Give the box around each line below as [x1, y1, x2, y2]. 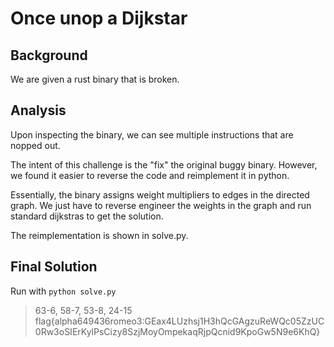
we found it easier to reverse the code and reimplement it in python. [10, 169, 290, 181]
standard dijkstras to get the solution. [10, 210, 164, 222]
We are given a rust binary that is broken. [10, 73, 180, 85]
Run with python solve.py [10, 285, 117, 297]
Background [10, 47, 88, 64]
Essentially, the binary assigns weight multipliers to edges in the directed [10, 188, 310, 201]
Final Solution [10, 258, 98, 276]
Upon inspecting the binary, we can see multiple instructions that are [10, 128, 294, 141]
